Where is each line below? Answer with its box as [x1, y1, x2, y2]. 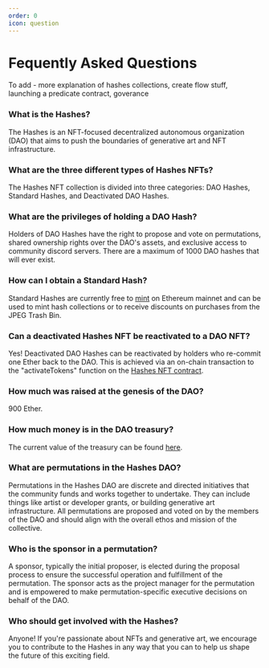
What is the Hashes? [8, 109, 91, 120]
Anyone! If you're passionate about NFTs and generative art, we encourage [8, 633, 257, 643]
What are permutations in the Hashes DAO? [8, 462, 181, 474]
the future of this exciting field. [8, 651, 110, 661]
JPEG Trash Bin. [8, 310, 62, 320]
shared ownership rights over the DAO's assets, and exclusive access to [8, 238, 247, 247]
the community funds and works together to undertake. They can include [8, 489, 251, 499]
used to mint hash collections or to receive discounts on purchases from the [8, 302, 260, 312]
